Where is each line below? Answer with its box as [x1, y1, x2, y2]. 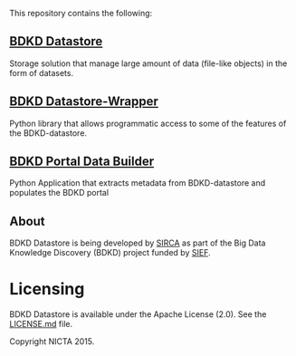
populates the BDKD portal [9, 188, 110, 198]
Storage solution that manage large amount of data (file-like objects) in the [9, 58, 288, 69]
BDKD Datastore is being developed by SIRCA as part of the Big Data [9, 237, 266, 248]
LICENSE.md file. [9, 319, 73, 330]
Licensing [9, 279, 85, 300]
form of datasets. [9, 67, 74, 78]
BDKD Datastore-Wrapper [9, 94, 158, 110]
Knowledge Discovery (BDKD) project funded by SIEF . [9, 247, 211, 258]
